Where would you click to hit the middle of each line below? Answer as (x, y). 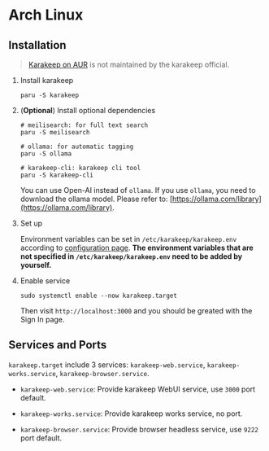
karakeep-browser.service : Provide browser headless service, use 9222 (139, 429)
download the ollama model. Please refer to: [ (96, 199)
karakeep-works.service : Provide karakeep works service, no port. (131, 414)
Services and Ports (58, 345)
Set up (31, 223)
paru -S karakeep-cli (56, 175)
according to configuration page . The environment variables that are (137, 247)
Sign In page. (42, 320)
